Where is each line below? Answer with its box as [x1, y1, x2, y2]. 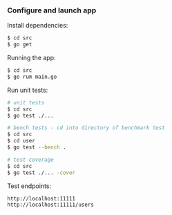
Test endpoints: [7, 182, 52, 190]
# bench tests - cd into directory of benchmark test [7, 124, 166, 131]
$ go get [7, 41, 32, 48]
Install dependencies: [7, 21, 68, 30]
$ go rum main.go [7, 73, 57, 80]
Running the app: [7, 54, 57, 62]
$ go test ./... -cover [7, 169, 76, 176]
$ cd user [7, 138, 36, 144]
